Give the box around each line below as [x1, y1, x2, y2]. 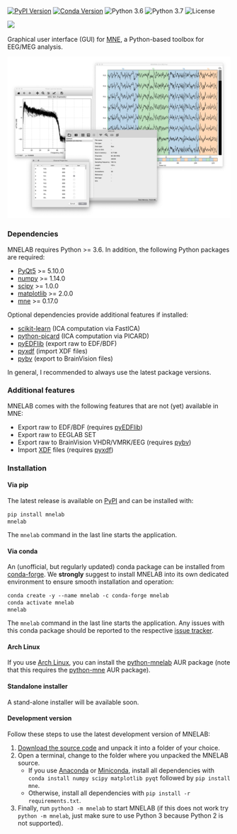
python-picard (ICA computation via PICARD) [17, 332, 150, 340]
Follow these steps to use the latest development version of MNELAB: [7, 730, 211, 738]
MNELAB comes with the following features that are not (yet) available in [7, 401, 219, 410]
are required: [7, 252, 45, 261]
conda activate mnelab [7, 599, 74, 607]
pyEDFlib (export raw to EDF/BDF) [17, 339, 117, 347]
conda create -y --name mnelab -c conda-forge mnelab [7, 592, 170, 599]
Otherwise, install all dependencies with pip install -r [28, 789, 191, 797]
